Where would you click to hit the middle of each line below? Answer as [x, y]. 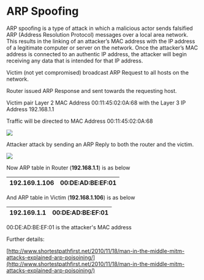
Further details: [25, 239]
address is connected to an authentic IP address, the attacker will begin [96, 54]
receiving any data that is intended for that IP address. [75, 61]
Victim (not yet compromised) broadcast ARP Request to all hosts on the [97, 72]
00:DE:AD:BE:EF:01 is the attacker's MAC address [69, 227]
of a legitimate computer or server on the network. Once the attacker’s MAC [102, 48]
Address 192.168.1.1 [30, 109]
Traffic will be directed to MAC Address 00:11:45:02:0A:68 [80, 121]
